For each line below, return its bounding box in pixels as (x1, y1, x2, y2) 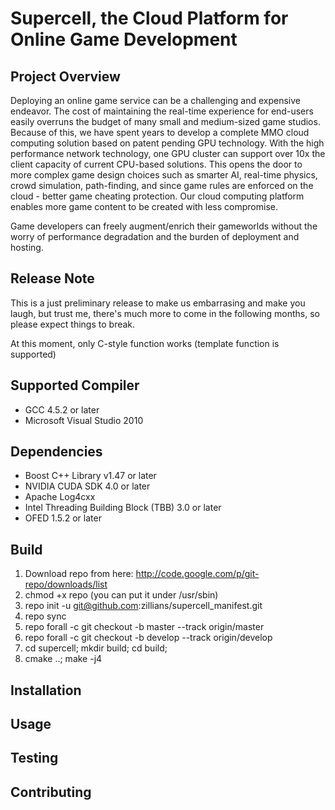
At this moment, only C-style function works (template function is (10, 337, 280, 349)
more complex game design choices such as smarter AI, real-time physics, (10, 169, 318, 181)
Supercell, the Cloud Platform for (10, 7, 289, 30)
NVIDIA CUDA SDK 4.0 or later (24, 480, 151, 492)
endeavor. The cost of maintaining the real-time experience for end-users (10, 105, 314, 117)
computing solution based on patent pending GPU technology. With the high (10, 137, 325, 149)
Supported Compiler (10, 377, 140, 394)
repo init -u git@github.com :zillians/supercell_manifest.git (24, 600, 263, 612)
